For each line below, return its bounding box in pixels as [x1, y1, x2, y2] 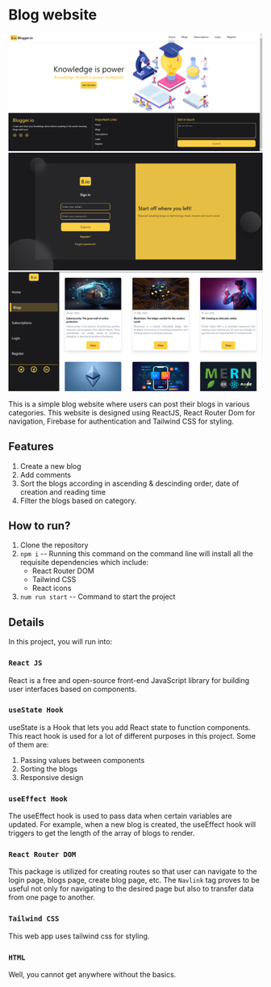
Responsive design [19, 772, 84, 782]
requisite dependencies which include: [19, 558, 149, 567]
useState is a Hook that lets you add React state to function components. [8, 722, 252, 732]
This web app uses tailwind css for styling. [8, 931, 150, 941]
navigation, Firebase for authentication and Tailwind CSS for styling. [8, 416, 234, 426]
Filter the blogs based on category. [19, 496, 137, 505]
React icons [31, 584, 72, 593]
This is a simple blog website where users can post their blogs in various [8, 399, 250, 409]
